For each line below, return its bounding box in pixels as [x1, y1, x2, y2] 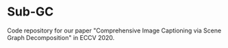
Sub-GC [7, 4, 54, 20]
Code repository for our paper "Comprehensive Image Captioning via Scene [7, 26, 222, 34]
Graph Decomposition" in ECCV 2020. [7, 33, 115, 41]
